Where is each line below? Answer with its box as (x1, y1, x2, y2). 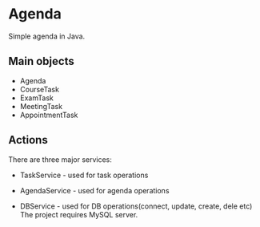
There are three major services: (8, 154, 112, 164)
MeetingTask (19, 101, 62, 111)
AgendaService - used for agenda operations (19, 185, 170, 195)
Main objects (8, 55, 74, 68)
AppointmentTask (19, 110, 78, 120)
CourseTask (19, 84, 60, 94)
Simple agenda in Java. (8, 31, 86, 41)
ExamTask (19, 93, 54, 103)
